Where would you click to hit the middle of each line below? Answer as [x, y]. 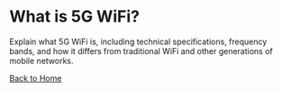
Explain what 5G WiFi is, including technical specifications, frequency [138, 41]
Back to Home [36, 78]
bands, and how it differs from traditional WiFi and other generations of [141, 51]
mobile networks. [41, 60]
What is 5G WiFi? [74, 17]
